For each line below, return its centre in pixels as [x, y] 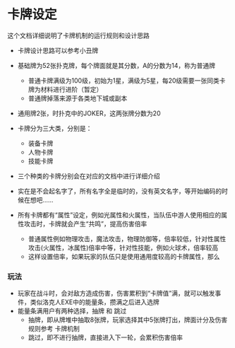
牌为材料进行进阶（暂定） [65, 89]
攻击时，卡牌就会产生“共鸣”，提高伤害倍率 [85, 224]
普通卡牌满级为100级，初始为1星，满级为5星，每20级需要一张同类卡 [127, 80]
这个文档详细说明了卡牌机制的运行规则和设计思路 [78, 35]
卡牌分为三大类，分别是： [55, 128]
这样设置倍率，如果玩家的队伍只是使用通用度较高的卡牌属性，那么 [124, 256]
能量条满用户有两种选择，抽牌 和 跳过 [72, 311]
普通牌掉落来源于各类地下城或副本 [78, 98]
